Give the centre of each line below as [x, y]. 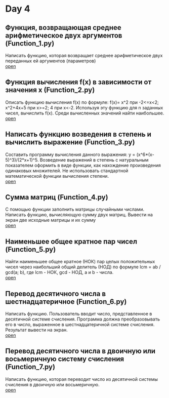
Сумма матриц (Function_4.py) [57, 197]
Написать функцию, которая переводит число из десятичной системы [82, 379]
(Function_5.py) [31, 249]
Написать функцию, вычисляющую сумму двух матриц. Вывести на [79, 215]
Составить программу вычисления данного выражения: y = [70, 154]
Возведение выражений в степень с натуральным [94, 160]
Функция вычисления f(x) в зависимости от [78, 82]
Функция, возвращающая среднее [63, 28]
